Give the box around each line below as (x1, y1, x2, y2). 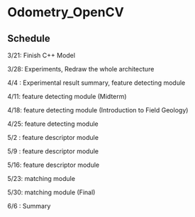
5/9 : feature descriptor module (7, 147, 99, 156)
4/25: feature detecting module (7, 119, 99, 128)
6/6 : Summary (7, 202, 51, 210)
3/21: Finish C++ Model (7, 51, 76, 59)
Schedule (7, 33, 51, 45)
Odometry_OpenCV (7, 4, 124, 20)
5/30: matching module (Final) (7, 188, 96, 197)
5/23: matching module (7, 175, 76, 182)
